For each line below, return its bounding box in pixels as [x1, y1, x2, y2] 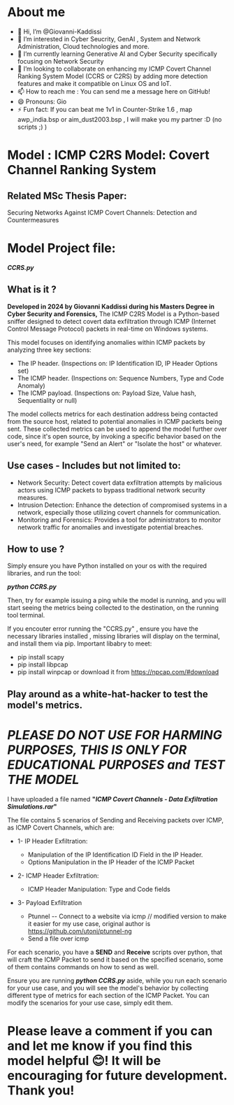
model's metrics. [7, 699, 82, 711]
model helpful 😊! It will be [7, 1053, 161, 1069]
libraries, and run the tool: [7, 569, 82, 578]
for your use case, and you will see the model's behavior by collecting [7, 983, 209, 992]
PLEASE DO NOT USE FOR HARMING [7, 727, 222, 743]
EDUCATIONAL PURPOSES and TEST [7, 757, 226, 773]
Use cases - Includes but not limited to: [7, 459, 182, 472]
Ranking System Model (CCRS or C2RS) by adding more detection [17, 71, 208, 80]
